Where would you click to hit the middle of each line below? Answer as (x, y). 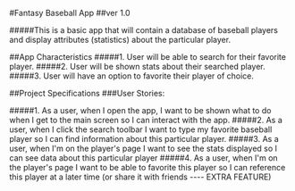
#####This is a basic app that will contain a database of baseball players (144, 30)
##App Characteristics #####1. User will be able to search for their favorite (147, 57)
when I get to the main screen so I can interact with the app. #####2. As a (146, 120)
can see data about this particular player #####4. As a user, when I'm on (144, 158)
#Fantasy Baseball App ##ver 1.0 (70, 13)
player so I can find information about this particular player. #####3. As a (144, 139)
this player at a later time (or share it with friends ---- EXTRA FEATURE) (140, 177)
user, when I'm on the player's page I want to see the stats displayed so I (143, 148)
